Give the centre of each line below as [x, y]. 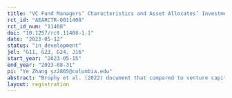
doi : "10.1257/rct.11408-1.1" [51, 33]
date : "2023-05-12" [35, 39]
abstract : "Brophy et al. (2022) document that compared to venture [108, 78]
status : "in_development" [44, 46]
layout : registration [38, 84]
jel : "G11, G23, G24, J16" [46, 52]
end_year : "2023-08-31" [41, 65]
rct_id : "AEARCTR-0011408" [46, 20]
